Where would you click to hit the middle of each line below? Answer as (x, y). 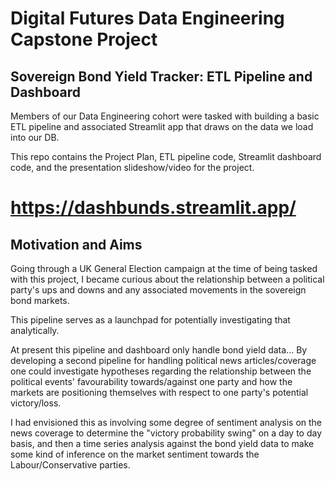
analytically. (35, 330)
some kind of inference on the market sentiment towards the (135, 454)
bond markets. (40, 300)
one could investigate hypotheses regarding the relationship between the (161, 371)
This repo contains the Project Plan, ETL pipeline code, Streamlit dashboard (166, 156)
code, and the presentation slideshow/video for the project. (132, 167)
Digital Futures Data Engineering (147, 18)
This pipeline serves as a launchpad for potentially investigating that (150, 320)
